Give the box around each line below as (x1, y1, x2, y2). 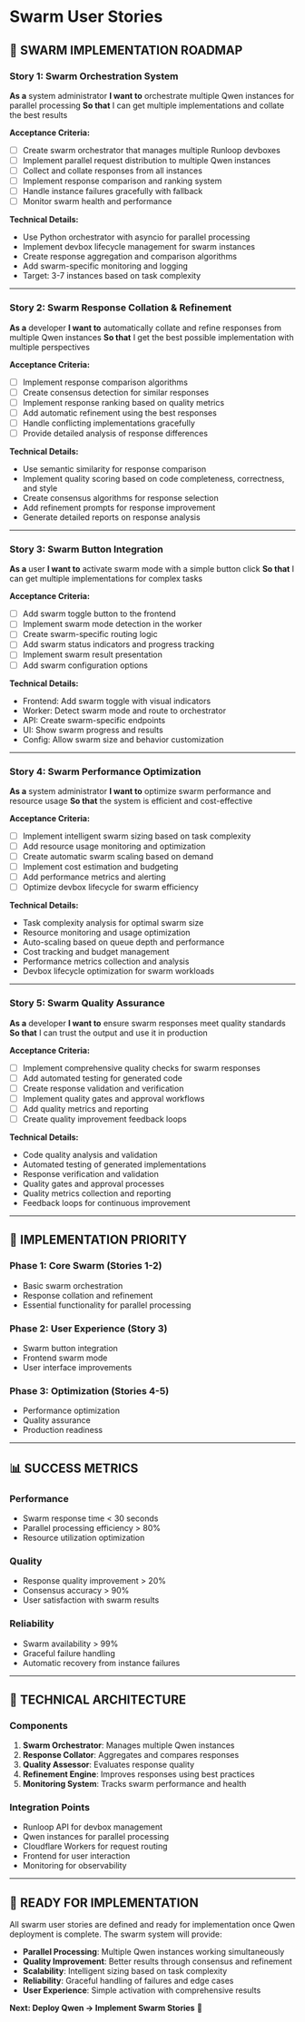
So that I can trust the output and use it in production (9, 1027, 209, 1038)
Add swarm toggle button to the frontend (22, 608, 176, 619)
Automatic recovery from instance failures (22, 1657, 181, 1668)
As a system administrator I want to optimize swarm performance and (9, 785, 271, 796)
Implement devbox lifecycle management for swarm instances (22, 241, 256, 252)
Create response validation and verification (22, 1083, 184, 1094)
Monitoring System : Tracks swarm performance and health (22, 1779, 247, 1790)
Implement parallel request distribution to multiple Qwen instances (22, 154, 271, 165)
